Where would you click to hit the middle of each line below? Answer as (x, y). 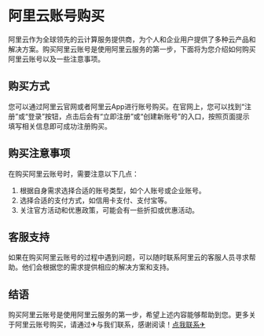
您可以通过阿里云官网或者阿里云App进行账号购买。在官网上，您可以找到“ (126, 106)
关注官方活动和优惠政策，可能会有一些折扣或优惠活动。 (109, 210)
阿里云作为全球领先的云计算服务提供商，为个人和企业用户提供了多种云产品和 (132, 39)
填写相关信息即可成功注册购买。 (60, 126)
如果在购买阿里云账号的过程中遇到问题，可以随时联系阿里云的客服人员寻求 (128, 257)
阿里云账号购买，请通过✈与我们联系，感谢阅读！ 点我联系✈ (110, 325)
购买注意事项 (39, 153)
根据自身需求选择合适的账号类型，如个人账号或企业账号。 (112, 190)
